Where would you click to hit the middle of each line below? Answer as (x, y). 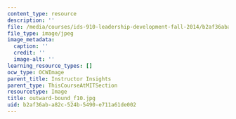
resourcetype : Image (38, 92)
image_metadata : (31, 40)
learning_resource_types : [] (50, 66)
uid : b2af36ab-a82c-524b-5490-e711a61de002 (72, 105)
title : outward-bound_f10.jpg (52, 99)
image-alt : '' (34, 59)
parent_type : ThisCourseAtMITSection (63, 85)
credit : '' (29, 53)
